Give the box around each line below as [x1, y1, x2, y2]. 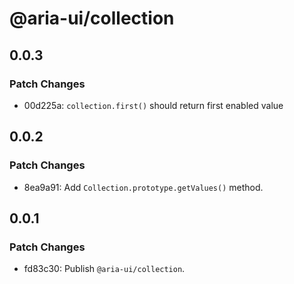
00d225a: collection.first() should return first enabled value [23, 99, 284, 111]
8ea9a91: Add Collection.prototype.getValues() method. [23, 181, 264, 193]
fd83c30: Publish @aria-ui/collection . [23, 263, 186, 275]
